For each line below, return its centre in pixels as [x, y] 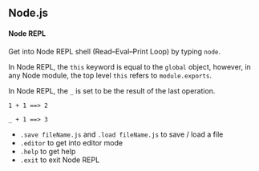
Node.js [28, 13]
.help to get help [48, 151]
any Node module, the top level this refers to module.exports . [110, 75]
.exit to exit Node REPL [60, 160]
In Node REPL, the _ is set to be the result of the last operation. [112, 90]
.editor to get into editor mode [71, 142]
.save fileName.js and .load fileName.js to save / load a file [121, 134]
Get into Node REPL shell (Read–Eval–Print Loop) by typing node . [115, 51]
